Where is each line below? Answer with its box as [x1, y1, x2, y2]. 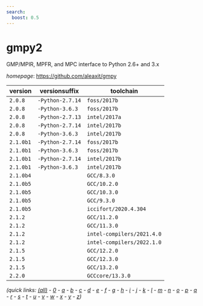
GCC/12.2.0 [87, 247, 118, 254]
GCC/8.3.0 [87, 172, 115, 179]
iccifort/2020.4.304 [87, 206, 147, 212]
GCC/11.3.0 [87, 222, 118, 229]
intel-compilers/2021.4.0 [87, 231, 162, 237]
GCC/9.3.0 [87, 197, 115, 204]
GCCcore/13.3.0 [87, 273, 131, 279]
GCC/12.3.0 [87, 256, 118, 263]
